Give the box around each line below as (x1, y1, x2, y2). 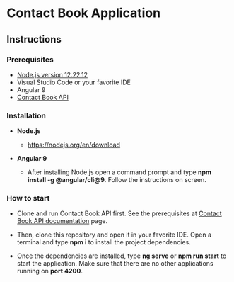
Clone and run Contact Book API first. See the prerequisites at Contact (16, 209, 222, 218)
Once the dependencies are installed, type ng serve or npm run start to (16, 252, 227, 260)
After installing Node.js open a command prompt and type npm (27, 168, 212, 176)
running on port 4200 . (16, 267, 83, 276)
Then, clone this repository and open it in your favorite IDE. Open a (16, 230, 211, 239)
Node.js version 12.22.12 (16, 70, 88, 79)
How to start (6, 193, 50, 203)
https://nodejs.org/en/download (27, 140, 121, 150)
